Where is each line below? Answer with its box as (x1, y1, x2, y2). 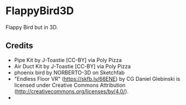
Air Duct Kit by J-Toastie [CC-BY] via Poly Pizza (14, 63, 131, 70)
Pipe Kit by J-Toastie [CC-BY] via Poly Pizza (14, 56, 122, 63)
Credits (5, 41, 34, 51)
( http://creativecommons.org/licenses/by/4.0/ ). (14, 87, 129, 95)
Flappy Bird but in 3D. (5, 24, 58, 31)
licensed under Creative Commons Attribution (14, 81, 126, 88)
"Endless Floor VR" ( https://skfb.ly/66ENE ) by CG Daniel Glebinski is (14, 75, 181, 82)
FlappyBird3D (5, 4, 74, 18)
